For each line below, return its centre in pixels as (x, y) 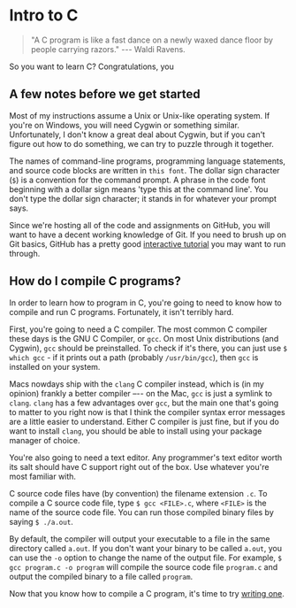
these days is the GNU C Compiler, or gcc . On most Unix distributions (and (144, 338)
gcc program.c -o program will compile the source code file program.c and (144, 566)
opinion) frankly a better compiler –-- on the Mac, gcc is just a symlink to (140, 393)
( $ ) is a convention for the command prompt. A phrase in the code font (137, 180)
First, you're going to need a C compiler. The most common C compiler (138, 329)
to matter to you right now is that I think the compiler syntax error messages (147, 412)
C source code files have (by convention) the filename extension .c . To (138, 493)
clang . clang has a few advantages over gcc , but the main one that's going (144, 403)
